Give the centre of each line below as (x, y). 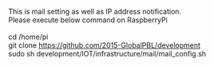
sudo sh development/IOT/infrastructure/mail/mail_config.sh (107, 54)
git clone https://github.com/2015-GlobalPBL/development (105, 45)
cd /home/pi (28, 37)
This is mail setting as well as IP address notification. (95, 12)
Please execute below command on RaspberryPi (88, 20)
